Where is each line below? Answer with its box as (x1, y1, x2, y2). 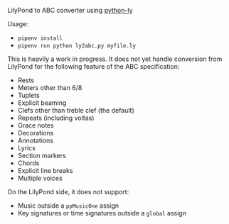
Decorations (17, 129, 54, 137)
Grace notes (17, 121, 55, 130)
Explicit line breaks (17, 167, 73, 174)
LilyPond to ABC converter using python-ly (7, 6, 133, 14)
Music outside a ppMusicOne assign (17, 201, 119, 210)
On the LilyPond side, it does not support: (7, 188, 129, 196)
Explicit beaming (17, 99, 67, 107)
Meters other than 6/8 (17, 84, 82, 91)
